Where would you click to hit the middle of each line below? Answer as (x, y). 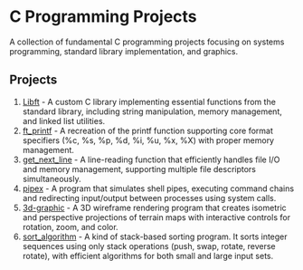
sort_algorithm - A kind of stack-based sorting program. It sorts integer (155, 236)
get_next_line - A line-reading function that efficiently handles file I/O (151, 159)
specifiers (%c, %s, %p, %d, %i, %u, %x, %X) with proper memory (148, 140)
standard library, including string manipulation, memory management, (152, 111)
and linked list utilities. (64, 121)
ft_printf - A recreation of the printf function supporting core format (148, 130)
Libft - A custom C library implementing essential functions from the (149, 101)
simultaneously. (52, 178)
